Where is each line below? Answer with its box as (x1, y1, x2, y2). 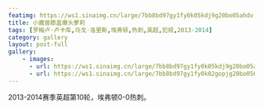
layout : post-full (8, 41, 68, 49)
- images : (22, 56, 55, 64)
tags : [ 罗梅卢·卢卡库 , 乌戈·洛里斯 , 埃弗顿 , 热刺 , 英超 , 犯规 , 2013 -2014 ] (8, 26, 213, 34)
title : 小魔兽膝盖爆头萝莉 (8, 19, 86, 27)
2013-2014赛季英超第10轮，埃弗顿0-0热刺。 (8, 92, 151, 102)
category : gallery (8, 33, 68, 42)
